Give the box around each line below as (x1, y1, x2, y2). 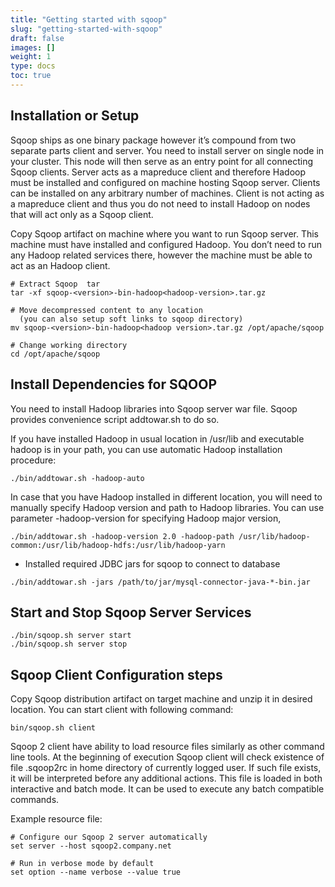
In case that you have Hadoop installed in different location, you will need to (10, 491, 323, 503)
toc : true (10, 71, 52, 81)
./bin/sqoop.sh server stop (10, 639, 128, 650)
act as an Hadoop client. (10, 259, 111, 271)
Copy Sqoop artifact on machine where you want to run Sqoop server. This (10, 227, 320, 240)
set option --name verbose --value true (10, 867, 182, 878)
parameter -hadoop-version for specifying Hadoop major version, (10, 512, 282, 524)
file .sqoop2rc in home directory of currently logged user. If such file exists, (10, 762, 322, 774)
